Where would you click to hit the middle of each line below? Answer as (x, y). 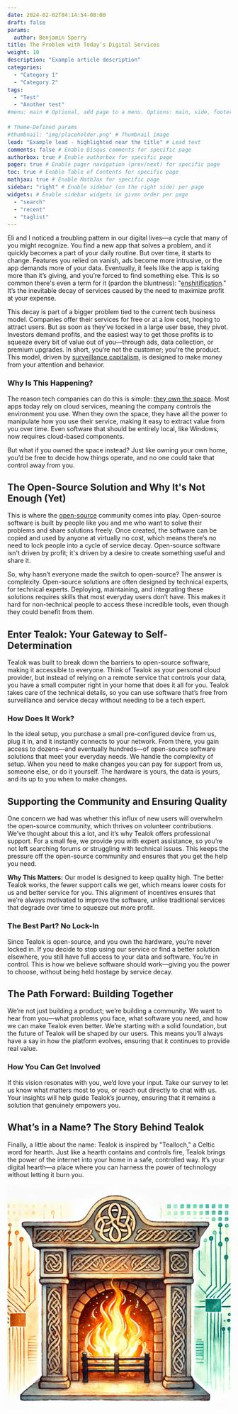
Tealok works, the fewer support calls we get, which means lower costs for (117, 885)
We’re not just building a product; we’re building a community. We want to (115, 1011)
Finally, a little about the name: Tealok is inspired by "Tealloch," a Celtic (111, 1145)
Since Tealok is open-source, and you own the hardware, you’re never (110, 941)
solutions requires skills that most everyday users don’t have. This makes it (117, 597)
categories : (25, 67)
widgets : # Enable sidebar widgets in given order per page (98, 194)
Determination (40, 645)
